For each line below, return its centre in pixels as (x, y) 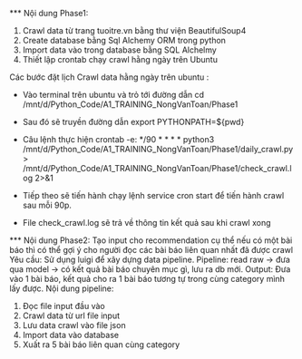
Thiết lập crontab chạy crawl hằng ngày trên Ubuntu (120, 59)
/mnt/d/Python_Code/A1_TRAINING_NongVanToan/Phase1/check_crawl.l (157, 168)
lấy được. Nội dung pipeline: (62, 288)
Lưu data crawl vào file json (74, 325)
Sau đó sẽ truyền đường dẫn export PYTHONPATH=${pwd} (133, 122)
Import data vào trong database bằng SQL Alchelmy (120, 50)
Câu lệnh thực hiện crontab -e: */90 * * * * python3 (118, 139)
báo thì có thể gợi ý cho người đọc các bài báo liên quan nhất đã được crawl (151, 250)
